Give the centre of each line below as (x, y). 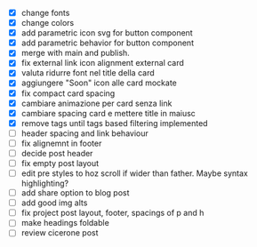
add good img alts (54, 203)
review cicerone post (60, 233)
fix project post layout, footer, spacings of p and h (112, 213)
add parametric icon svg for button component (107, 33)
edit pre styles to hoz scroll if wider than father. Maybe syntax (134, 173)
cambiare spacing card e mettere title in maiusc (108, 113)
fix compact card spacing (68, 93)
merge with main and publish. (75, 53)
